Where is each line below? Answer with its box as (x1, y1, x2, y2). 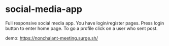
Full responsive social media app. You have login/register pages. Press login (5, 20, 164, 26)
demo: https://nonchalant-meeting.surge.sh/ (5, 35, 98, 41)
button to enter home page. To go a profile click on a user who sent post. (5, 25, 158, 31)
